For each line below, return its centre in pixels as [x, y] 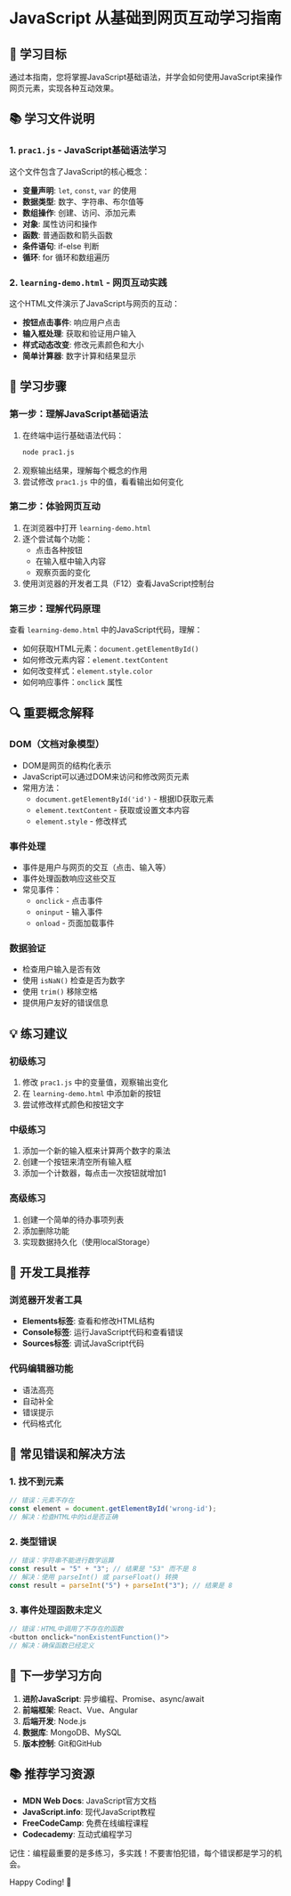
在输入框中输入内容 [71, 561]
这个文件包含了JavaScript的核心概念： [80, 171]
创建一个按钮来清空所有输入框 [77, 1162]
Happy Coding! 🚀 [40, 1882]
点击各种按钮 [59, 549]
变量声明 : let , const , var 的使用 [79, 190]
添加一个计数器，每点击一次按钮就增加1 [94, 1173]
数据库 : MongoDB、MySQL [72, 1732]
